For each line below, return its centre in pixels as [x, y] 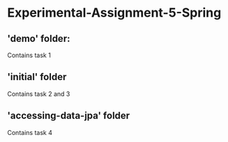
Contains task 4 [30, 132]
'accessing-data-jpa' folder [69, 116]
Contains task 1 [29, 55]
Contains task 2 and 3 [39, 94]
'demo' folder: [39, 39]
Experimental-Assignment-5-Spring [114, 13]
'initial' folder [37, 77]
